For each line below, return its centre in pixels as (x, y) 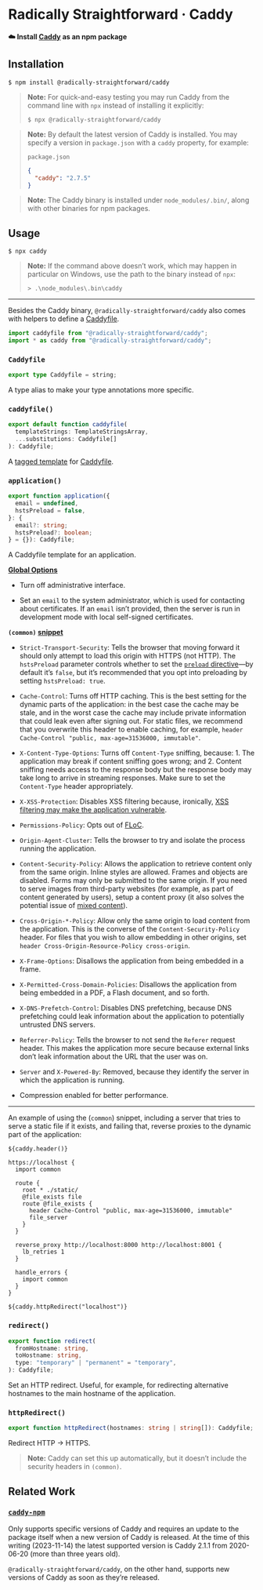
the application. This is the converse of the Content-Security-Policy (130, 929)
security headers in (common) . (74, 1467)
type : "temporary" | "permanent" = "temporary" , (96, 1363)
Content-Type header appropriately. (76, 786)
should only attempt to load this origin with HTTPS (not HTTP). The (128, 656)
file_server (48, 1218)
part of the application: (45, 1135)
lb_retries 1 (43, 1252)
